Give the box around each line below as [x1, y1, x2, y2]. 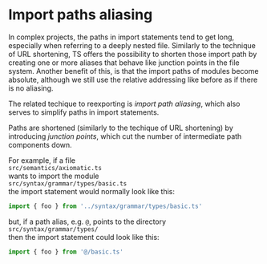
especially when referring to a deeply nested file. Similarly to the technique [8, 40, 257, 50]
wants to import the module [8, 171, 99, 181]
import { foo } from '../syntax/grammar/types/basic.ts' [8, 202, 203, 210]
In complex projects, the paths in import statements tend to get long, [8, 32, 235, 42]
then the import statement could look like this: [8, 232, 160, 242]
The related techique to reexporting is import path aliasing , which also [8, 99, 241, 108]
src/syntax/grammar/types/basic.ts [8, 179, 127, 188]
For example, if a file [8, 155, 76, 165]
